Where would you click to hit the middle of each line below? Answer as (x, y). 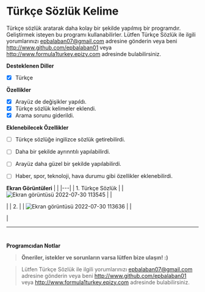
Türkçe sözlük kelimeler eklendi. (56, 109)
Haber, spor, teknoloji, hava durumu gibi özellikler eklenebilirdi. (94, 176)
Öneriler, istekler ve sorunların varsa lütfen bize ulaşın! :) (95, 257)
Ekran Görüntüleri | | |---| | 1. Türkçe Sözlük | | (65, 188)
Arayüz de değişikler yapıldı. (51, 101)
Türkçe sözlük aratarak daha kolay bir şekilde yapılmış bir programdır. (94, 28)
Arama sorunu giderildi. (45, 116)
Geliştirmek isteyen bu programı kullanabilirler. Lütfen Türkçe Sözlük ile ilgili (101, 34)
